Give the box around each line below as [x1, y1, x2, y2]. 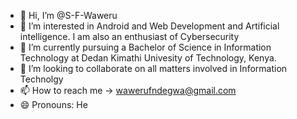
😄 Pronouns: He [19, 99, 88, 110]
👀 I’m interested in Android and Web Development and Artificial [19, 20, 280, 32]
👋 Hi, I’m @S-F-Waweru [19, 10, 118, 21]
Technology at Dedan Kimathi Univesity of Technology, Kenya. [19, 52, 277, 64]
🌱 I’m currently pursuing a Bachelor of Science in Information [19, 41, 272, 53]
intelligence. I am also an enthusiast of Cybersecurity [19, 31, 240, 42]
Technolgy [19, 73, 64, 85]
